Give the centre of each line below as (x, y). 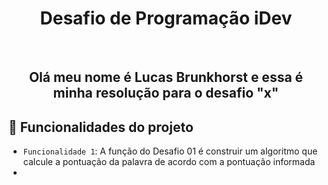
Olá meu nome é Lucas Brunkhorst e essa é (166, 77)
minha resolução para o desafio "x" (166, 93)
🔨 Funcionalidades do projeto (101, 127)
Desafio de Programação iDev (166, 18)
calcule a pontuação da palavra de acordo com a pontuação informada (169, 162)
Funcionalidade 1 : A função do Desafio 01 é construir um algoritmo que (170, 151)
